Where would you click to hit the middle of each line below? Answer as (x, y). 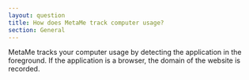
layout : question (37, 15)
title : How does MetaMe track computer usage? (86, 23)
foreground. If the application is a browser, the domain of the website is (124, 60)
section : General (37, 30)
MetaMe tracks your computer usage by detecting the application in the (125, 53)
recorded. (24, 69)
